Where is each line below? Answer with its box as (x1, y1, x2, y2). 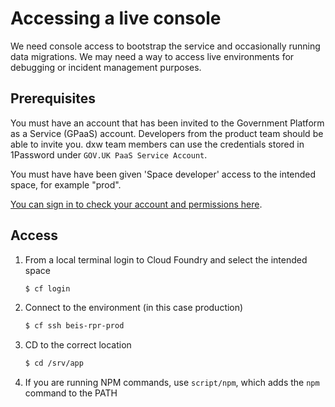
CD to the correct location (24, 339, 132, 351)
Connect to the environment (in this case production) (24, 302, 244, 314)
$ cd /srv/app (24, 358, 84, 369)
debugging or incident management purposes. (10, 61, 202, 73)
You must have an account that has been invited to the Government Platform (10, 117, 325, 129)
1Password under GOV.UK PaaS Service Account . (10, 148, 208, 161)
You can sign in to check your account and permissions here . (10, 198, 263, 210)
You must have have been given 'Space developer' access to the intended (10, 168, 317, 180)
